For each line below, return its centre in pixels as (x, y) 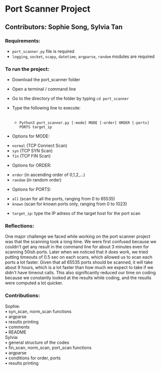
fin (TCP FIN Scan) (31, 156)
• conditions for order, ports (33, 358)
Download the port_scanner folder (46, 80)
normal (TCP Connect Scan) (40, 146)
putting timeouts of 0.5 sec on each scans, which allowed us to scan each (79, 257)
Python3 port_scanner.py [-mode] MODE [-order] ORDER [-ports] (84, 123)
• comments (17, 327)
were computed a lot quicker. (34, 283)
